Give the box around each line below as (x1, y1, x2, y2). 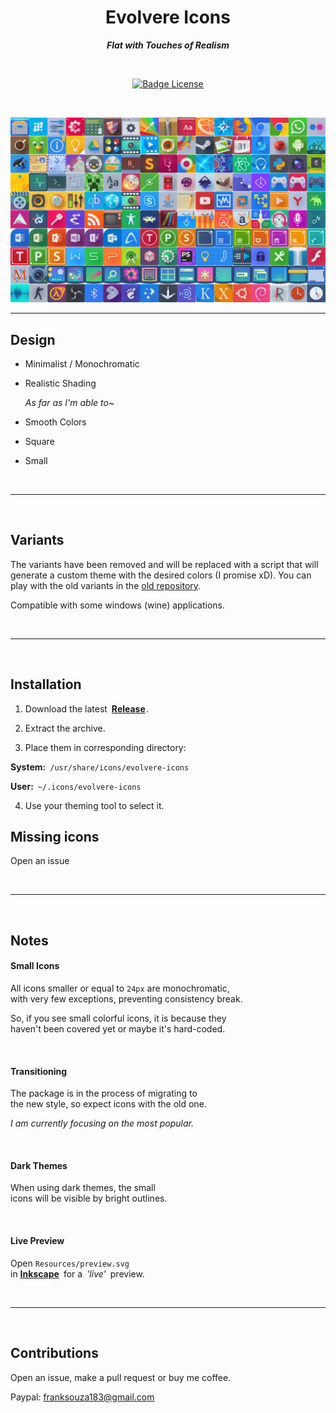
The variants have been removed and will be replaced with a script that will (10, 558, 319, 570)
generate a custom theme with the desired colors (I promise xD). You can (10, 569, 312, 581)
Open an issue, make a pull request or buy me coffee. (10, 1371, 232, 1383)
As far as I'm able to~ (24, 397, 115, 409)
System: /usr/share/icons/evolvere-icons (10, 761, 190, 773)
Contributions (10, 1345, 99, 1362)
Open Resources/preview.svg (10, 1257, 130, 1269)
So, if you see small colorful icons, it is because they (10, 1012, 227, 1025)
